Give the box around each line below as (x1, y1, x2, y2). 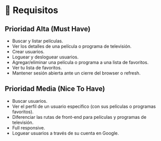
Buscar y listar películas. (12, 38, 63, 44)
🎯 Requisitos (5, 5, 59, 16)
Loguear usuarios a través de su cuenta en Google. (12, 130, 119, 136)
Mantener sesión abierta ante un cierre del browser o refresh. (12, 70, 141, 76)
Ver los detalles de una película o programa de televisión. (12, 43, 132, 49)
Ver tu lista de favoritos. (12, 65, 62, 70)
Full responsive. (12, 124, 45, 130)
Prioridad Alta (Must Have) (5, 25, 91, 33)
